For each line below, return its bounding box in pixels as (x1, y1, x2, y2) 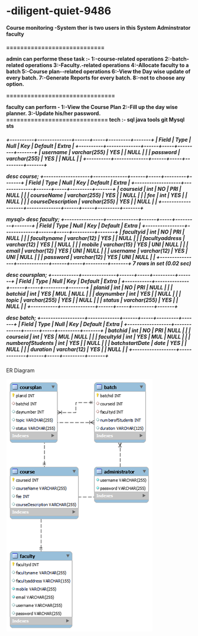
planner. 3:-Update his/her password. (6, 110, 101, 117)
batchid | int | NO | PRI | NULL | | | (108, 327, 191, 334)
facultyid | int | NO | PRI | (122, 228, 185, 235)
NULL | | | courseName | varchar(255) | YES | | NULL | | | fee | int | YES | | (6, 191, 187, 199)
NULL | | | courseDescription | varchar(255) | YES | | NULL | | (6, 197, 158, 205)
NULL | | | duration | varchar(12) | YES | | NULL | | (6, 346, 128, 353)
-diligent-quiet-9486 (6, 4, 111, 18)
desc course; (6, 172, 40, 180)
